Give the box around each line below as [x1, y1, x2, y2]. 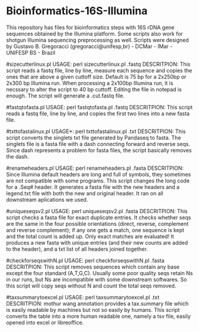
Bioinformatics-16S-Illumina [6, 4, 148, 18]
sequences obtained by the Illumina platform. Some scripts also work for [6, 30, 184, 37]
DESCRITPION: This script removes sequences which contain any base [6, 263, 179, 270]
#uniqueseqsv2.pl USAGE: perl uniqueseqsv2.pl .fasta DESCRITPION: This [6, 207, 188, 214]
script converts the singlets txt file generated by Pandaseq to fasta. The [6, 134, 181, 141]
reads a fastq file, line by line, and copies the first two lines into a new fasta [6, 110, 190, 117]
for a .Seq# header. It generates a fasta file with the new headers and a [6, 183, 179, 191]
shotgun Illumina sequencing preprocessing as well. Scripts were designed [6, 36, 190, 43]
